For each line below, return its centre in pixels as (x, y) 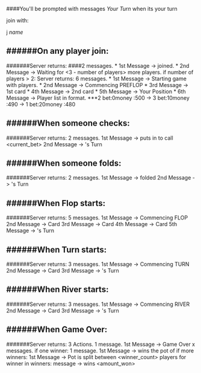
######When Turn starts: (57, 249)
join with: (17, 20)
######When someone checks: (68, 123)
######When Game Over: (57, 330)
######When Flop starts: (56, 203)
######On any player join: (57, 51)
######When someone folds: (64, 164)
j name (15, 32)
